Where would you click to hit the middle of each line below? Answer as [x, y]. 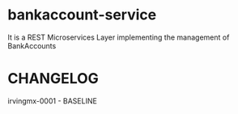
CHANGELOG [53, 79]
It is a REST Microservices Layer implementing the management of [119, 37]
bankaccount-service [82, 15]
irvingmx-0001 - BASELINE [53, 101]
